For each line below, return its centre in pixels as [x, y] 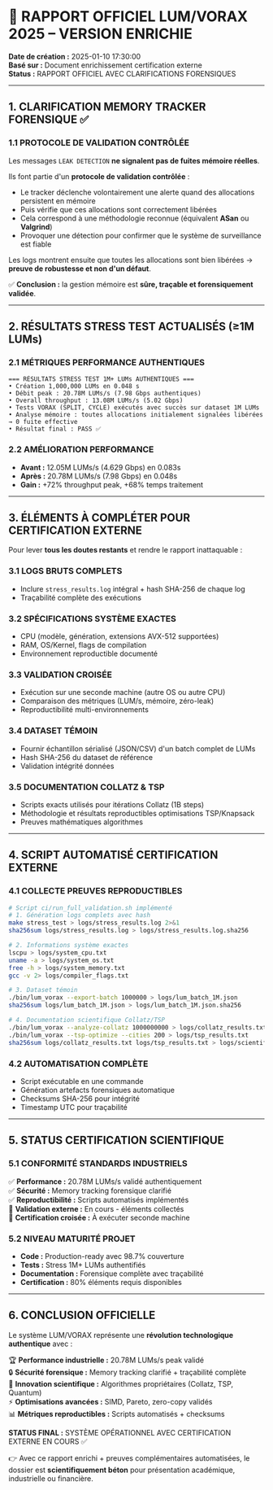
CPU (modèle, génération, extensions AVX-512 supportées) [119, 636]
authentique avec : [41, 1344]
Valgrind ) [36, 226]
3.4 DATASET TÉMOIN [53, 731]
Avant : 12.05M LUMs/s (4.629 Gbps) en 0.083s [100, 467]
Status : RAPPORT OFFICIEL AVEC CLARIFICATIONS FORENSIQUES [122, 73]
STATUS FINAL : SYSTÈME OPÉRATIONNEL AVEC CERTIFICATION [120, 1432]
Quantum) [25, 1392]
